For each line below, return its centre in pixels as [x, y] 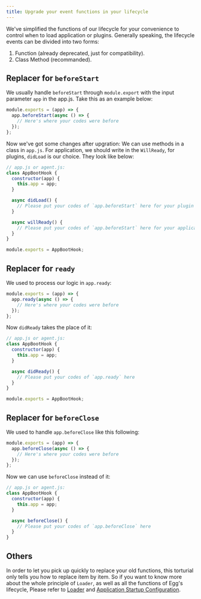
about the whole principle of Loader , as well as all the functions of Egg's [95, 583]
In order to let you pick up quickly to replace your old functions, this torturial [100, 570]
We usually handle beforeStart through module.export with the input [90, 93]
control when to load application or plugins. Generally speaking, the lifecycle [100, 35]
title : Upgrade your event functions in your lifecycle [77, 12]
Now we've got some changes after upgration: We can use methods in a [95, 144]
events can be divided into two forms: [53, 41]
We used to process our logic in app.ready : [59, 283]
